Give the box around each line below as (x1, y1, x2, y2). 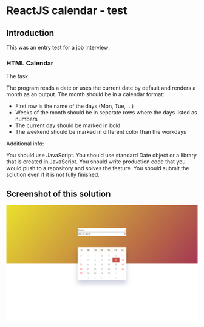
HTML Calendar (6, 59, 53, 67)
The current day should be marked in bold (15, 122, 121, 129)
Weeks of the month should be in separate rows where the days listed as (15, 109, 197, 116)
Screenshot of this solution (6, 188, 111, 199)
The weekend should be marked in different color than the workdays (15, 128, 186, 136)
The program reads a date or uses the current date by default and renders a (6, 84, 196, 91)
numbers (15, 116, 38, 123)
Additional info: (6, 140, 44, 147)
